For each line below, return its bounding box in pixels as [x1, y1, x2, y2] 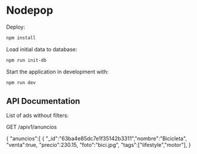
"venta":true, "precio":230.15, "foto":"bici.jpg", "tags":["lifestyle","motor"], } [6, 141, 191, 149]
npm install [6, 35, 36, 41]
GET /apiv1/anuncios [6, 124, 57, 131]
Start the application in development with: [6, 68, 109, 75]
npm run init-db [6, 57, 47, 63]
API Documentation [6, 96, 81, 106]
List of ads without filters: [6, 112, 69, 119]
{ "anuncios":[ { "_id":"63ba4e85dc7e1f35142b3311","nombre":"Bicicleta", [6, 135, 187, 142]
